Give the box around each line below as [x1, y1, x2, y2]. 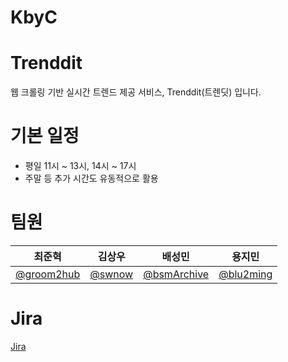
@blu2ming [218, 267, 273, 281]
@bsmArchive [143, 267, 210, 281]
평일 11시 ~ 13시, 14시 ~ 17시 [24, 160, 137, 172]
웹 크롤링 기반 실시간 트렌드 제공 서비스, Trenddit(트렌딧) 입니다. [10, 86, 262, 98]
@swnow [89, 267, 134, 281]
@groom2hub [15, 267, 81, 281]
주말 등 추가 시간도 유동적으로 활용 [24, 172, 159, 185]
